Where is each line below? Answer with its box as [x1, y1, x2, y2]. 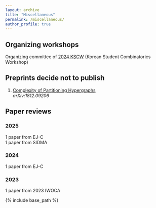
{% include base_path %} [5, 197, 59, 203]
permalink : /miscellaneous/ [5, 17, 65, 22]
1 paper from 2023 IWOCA [5, 188, 61, 194]
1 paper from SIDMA [5, 139, 48, 145]
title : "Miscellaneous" [5, 12, 56, 17]
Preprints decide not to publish [5, 74, 105, 82]
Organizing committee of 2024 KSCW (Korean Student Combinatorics [5, 54, 151, 60]
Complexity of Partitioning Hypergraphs [12, 87, 96, 93]
